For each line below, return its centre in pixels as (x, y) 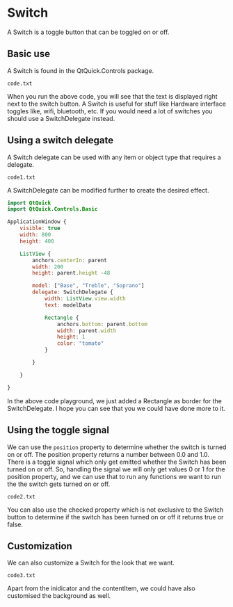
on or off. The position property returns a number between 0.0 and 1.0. (109, 454)
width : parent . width (87, 331)
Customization (40, 546)
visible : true (40, 228)
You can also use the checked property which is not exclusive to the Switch (115, 510)
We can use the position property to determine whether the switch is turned (117, 447)
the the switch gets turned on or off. (59, 484)
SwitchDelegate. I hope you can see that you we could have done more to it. (116, 408)
